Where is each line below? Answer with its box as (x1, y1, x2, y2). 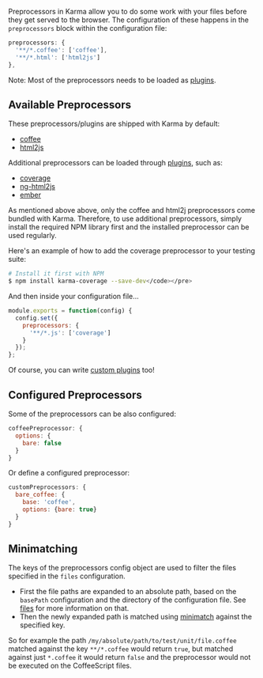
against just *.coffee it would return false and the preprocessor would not (8, 653, 251, 662)
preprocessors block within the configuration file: (8, 24, 167, 32)
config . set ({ (15, 314, 58, 322)
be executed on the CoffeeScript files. (8, 661, 132, 671)
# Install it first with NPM (8, 270, 104, 278)
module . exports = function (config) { (8, 307, 133, 315)
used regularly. (8, 231, 57, 241)
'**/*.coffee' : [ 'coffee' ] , (15, 46, 108, 54)
